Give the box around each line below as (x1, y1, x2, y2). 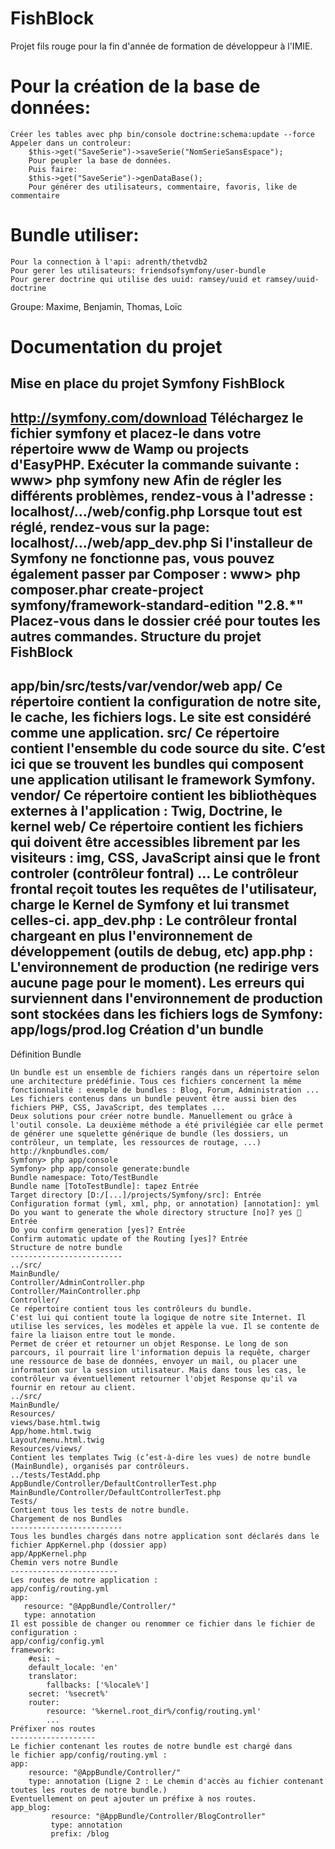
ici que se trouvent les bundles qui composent (10, 756, 304, 773)
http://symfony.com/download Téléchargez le (10, 409, 304, 426)
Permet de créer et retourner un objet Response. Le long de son (10, 1338, 288, 1349)
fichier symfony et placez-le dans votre (10, 425, 262, 442)
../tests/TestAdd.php (10, 1470, 101, 1480)
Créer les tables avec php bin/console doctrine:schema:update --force (10, 129, 315, 139)
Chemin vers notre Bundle (10, 1557, 118, 1567)
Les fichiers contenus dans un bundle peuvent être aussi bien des (10, 1093, 298, 1104)
